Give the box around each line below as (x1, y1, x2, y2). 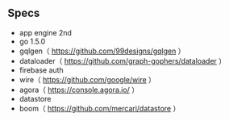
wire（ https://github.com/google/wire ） (19, 74, 156, 84)
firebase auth (19, 65, 64, 75)
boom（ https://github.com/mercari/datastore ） (19, 103, 181, 113)
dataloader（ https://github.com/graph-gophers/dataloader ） (19, 56, 227, 65)
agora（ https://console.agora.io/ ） (19, 85, 139, 94)
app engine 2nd (19, 27, 72, 37)
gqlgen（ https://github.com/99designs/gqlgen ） (19, 46, 185, 56)
